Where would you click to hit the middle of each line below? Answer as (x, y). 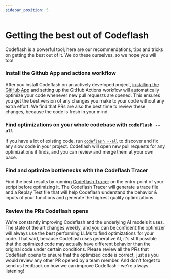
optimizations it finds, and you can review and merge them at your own (79, 152)
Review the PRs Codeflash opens (47, 211)
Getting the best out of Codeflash (77, 35)
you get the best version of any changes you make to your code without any (85, 100)
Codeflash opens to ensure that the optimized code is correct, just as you (82, 255)
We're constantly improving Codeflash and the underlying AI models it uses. (85, 222)
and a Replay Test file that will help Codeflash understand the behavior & (81, 192)
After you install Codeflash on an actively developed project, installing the (82, 84)
